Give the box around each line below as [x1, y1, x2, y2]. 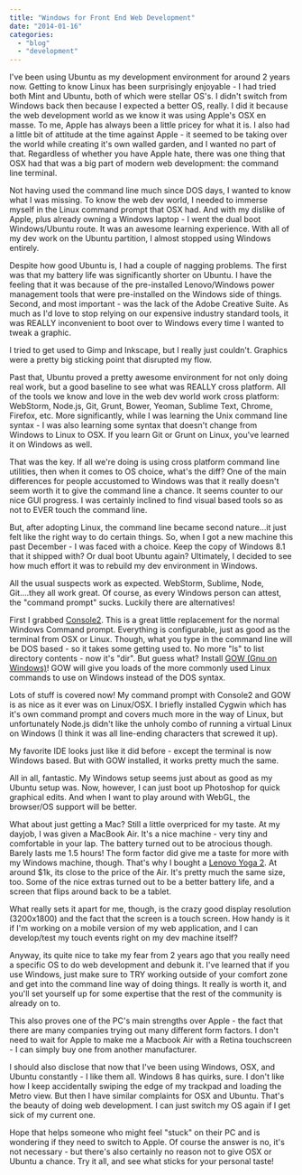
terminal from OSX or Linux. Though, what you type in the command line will [9, 634, 293, 645]
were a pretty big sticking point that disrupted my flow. [9, 354, 213, 366]
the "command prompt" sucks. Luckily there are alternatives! [9, 597, 235, 608]
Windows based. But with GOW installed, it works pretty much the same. [9, 755, 279, 766]
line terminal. [9, 168, 58, 179]
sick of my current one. [9, 1110, 96, 1121]
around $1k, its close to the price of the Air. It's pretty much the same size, [9, 867, 286, 878]
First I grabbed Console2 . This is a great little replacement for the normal [9, 615, 279, 626]
